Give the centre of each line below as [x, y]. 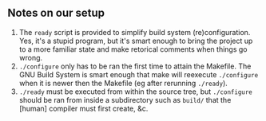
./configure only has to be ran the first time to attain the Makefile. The [135, 66]
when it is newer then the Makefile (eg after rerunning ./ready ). [123, 83]
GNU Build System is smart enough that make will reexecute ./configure [139, 74]
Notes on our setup [56, 13]
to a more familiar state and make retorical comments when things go [133, 49]
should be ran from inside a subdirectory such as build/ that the [125, 100]
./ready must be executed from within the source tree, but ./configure [136, 92]
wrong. [31, 57]
